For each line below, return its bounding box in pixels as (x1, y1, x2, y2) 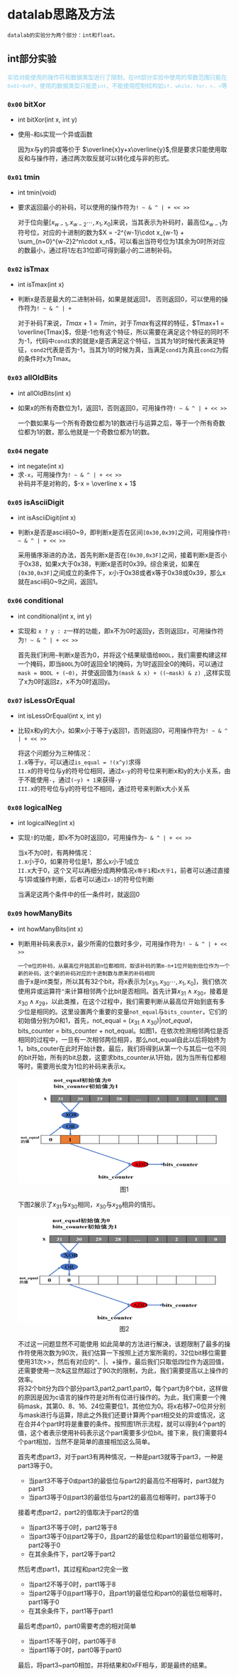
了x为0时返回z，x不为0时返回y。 (17, 677, 115, 686)
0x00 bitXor (7, 99, 46, 109)
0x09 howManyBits (7, 908, 73, 918)
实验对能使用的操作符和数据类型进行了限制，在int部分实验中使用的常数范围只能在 (7, 72, 228, 81)
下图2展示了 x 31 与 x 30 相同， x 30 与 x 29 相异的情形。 (17, 1200, 159, 1210)
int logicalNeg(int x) (17, 819, 76, 827)
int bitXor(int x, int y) (17, 115, 78, 124)
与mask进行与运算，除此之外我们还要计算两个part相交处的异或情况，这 (17, 1410, 225, 1419)
